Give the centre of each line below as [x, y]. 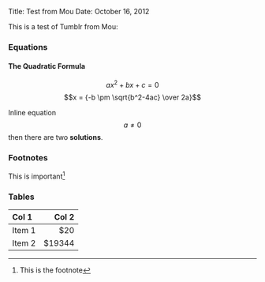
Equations [28, 47]
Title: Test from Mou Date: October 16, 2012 [79, 11]
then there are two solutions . [56, 137]
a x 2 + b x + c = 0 [132, 84]
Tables [21, 197]
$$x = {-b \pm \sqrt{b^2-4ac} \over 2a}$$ [132, 97]
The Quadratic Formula [47, 66]
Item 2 [24, 243]
